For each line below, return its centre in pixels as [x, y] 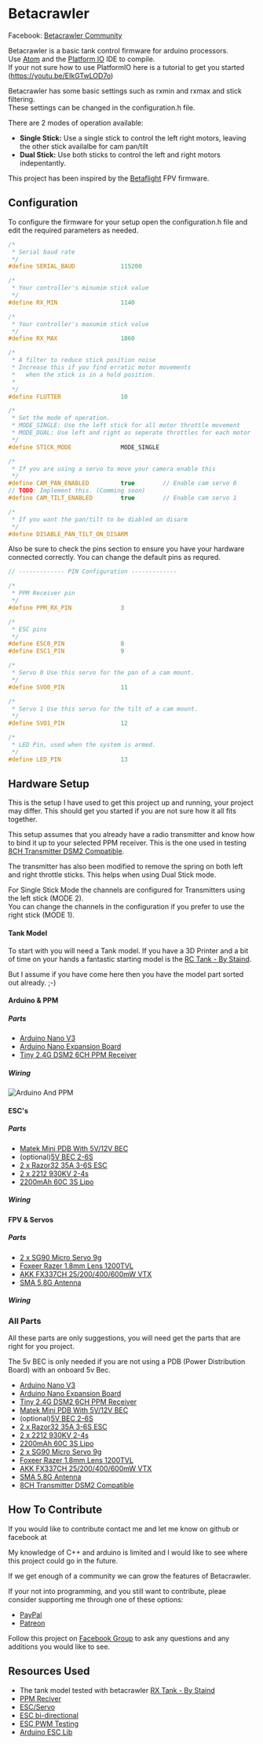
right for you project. [41, 1347]
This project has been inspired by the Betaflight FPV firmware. [109, 178]
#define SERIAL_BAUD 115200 [75, 267]
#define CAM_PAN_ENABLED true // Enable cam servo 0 [122, 484]
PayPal [31, 1614]
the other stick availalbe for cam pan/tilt [84, 146]
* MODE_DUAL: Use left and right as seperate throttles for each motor [131, 433]
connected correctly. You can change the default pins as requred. [115, 558]
